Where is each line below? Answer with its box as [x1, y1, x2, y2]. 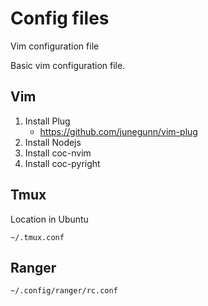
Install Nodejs [24, 136, 82, 148]
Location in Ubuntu [10, 213, 89, 225]
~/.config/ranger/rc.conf [10, 286, 118, 296]
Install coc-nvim [24, 147, 92, 159]
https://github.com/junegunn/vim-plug [39, 125, 198, 137]
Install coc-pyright [24, 157, 101, 169]
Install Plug [24, 115, 71, 127]
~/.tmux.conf [10, 232, 65, 242]
